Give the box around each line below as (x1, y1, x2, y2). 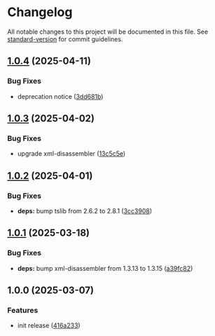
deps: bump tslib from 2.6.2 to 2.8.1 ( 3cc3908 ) (17, 207, 153, 215)
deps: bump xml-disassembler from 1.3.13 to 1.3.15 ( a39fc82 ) (17, 264, 193, 272)
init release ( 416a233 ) (17, 321, 81, 330)
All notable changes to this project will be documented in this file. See (7, 27, 209, 36)
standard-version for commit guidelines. (7, 34, 123, 43)
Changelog (7, 4, 73, 20)
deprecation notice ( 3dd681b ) (17, 92, 104, 100)
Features (7, 306, 39, 315)
